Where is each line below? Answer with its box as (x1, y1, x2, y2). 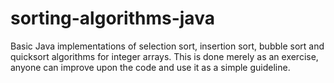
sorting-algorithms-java (10, 7, 215, 30)
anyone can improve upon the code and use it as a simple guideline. (10, 61, 291, 73)
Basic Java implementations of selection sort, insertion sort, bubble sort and (10, 40, 325, 52)
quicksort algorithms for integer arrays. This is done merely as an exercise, (10, 50, 319, 62)
